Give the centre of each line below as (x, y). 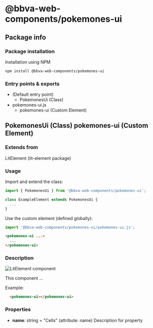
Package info (26, 37)
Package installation (30, 51)
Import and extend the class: (34, 182)
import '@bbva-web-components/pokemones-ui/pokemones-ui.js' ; (70, 227)
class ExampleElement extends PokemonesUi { (51, 200)
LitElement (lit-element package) (38, 158)
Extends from (22, 147)
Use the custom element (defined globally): (49, 218)
